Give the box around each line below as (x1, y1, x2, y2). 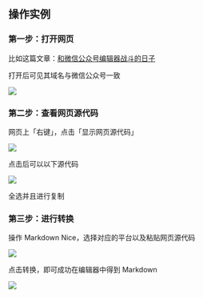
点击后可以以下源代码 (8, 159, 78, 168)
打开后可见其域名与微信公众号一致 (8, 70, 121, 80)
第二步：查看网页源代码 (8, 107, 98, 119)
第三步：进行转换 (8, 213, 74, 224)
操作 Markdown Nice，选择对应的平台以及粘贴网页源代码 (8, 233, 196, 243)
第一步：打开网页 (8, 34, 74, 45)
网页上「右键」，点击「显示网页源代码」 (8, 127, 138, 136)
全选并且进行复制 (8, 191, 65, 200)
